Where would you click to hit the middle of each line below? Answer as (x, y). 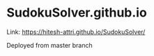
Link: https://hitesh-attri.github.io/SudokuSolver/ (76, 32)
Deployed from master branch (50, 45)
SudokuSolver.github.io (77, 13)
